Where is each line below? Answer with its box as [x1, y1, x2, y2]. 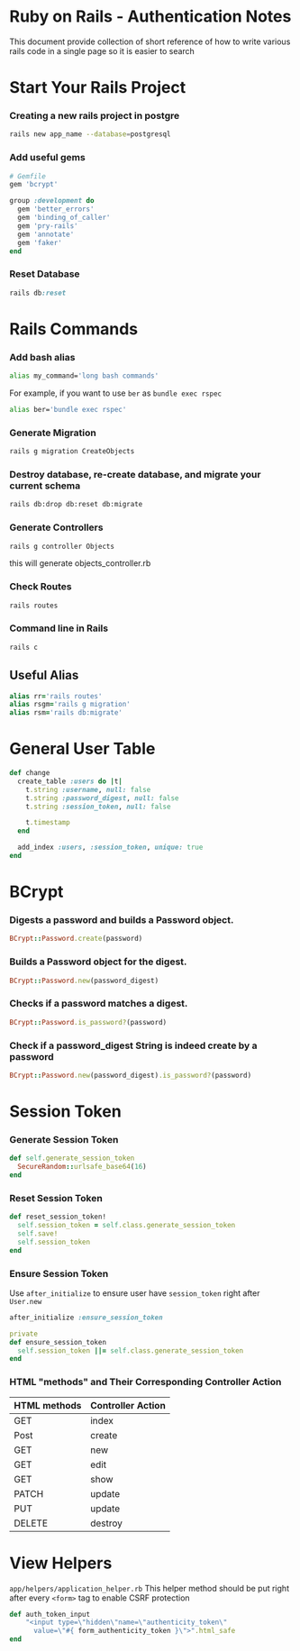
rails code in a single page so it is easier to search [9, 45, 195, 56]
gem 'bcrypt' [9, 180, 59, 189]
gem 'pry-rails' [17, 221, 78, 231]
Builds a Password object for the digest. [9, 955, 187, 968]
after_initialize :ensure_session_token [9, 1313, 164, 1322]
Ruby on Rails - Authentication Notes [9, 6, 292, 27]
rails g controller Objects [9, 542, 115, 551]
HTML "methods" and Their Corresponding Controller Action [9, 1376, 282, 1389]
